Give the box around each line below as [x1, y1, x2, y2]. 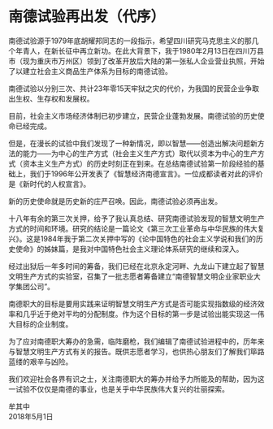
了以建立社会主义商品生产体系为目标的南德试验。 [8, 66, 172, 76]
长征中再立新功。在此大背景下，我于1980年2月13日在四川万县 [58, 45, 264, 55]
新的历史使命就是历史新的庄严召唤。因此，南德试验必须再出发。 [8, 196, 222, 206]
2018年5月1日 [8, 411, 54, 421]
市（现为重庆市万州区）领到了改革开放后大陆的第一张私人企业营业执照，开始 [8, 56, 265, 66]
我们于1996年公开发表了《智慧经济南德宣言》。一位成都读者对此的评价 [29, 168, 263, 179]
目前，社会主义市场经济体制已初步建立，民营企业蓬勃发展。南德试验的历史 [8, 110, 258, 120]
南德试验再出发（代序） [8, 7, 166, 26]
